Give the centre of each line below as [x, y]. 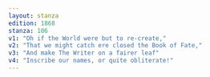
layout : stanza [34, 16]
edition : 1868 [32, 23]
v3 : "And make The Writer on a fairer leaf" [84, 53]
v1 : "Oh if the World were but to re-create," [87, 38]
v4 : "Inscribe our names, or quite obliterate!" [91, 61]
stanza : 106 [28, 30]
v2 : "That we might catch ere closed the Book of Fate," [105, 46]
